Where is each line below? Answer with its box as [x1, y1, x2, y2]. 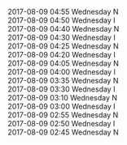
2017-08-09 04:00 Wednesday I [7, 67, 116, 76]
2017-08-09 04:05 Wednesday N [7, 58, 120, 68]
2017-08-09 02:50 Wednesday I [7, 119, 116, 128]
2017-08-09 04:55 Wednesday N [7, 7, 119, 16]
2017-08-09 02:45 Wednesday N [7, 127, 119, 137]
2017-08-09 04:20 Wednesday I [7, 50, 116, 59]
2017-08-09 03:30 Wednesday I [7, 84, 116, 94]
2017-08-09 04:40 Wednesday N [7, 24, 120, 33]
